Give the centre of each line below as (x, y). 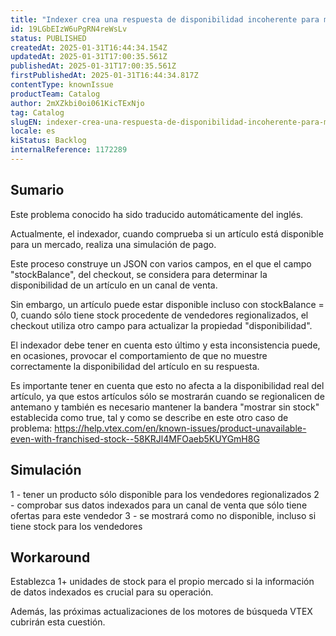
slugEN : (26, 122)
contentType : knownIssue (62, 85)
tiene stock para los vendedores (76, 526)
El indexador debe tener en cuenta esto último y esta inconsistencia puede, (165, 345)
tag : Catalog (37, 112)
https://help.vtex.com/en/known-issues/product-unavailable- (180, 428)
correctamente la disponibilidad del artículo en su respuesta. (135, 366)
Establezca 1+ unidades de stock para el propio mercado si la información (162, 582)
